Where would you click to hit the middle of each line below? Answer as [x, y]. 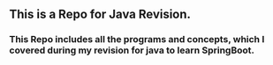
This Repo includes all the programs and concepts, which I [137, 40]
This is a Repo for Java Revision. [100, 14]
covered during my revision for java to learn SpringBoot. [132, 50]
